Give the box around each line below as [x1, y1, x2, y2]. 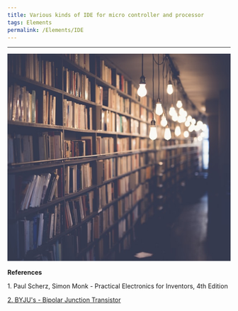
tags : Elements [7, 18, 52, 26]
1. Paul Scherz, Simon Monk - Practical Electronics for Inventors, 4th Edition [7, 281, 228, 290]
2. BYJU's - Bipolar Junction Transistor [7, 295, 122, 304]
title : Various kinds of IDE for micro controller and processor [7, 11, 204, 18]
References [7, 268, 42, 276]
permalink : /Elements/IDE [7, 26, 84, 33]
